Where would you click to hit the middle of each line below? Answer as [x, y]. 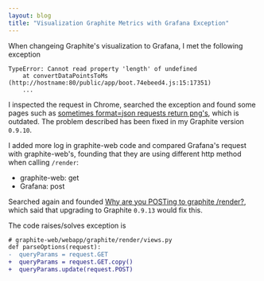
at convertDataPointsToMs [66, 76]
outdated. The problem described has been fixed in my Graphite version [126, 121]
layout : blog [30, 16]
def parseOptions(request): [55, 248]
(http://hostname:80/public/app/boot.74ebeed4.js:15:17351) [110, 83]
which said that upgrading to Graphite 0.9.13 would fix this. [105, 210]
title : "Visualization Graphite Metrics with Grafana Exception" [118, 23]
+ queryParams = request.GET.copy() [71, 262]
